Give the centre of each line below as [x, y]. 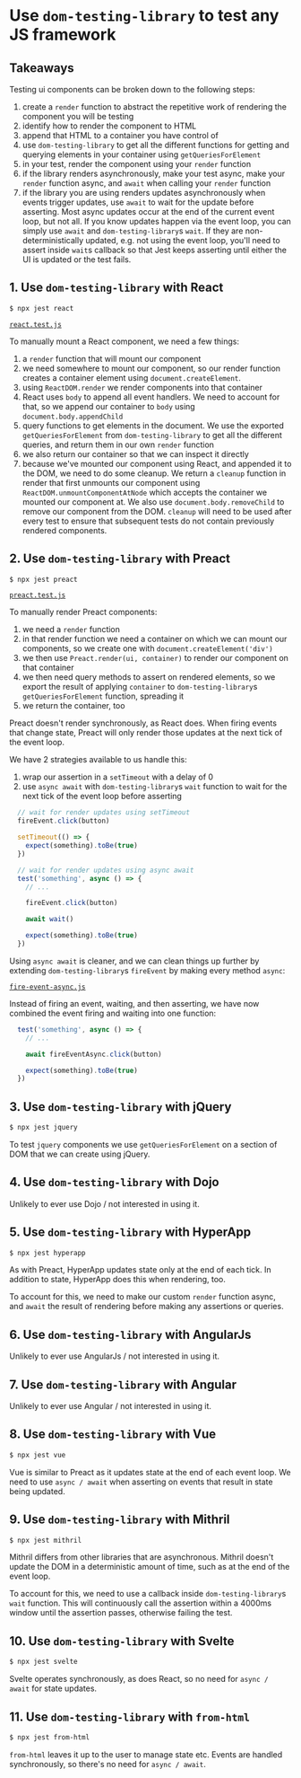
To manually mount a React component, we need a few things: [125, 341]
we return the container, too [73, 706]
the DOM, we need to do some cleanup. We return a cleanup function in [154, 473]
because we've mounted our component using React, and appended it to [157, 463]
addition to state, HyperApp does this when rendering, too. [117, 1280]
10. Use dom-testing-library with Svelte [122, 1641]
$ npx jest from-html [50, 1737]
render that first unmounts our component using [111, 482]
